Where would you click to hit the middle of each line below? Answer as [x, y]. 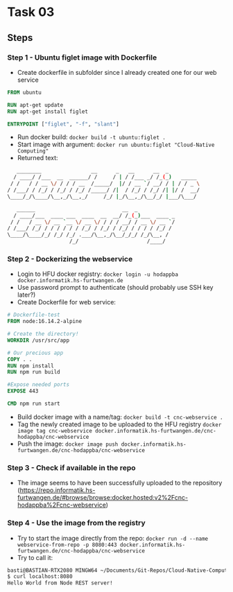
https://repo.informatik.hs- [58, 490]
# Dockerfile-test [34, 315]
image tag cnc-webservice [54, 430]
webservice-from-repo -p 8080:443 [67, 545]
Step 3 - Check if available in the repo [72, 467]
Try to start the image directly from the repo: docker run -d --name [113, 538]
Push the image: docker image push [68, 444]
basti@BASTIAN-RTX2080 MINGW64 [52, 570]
